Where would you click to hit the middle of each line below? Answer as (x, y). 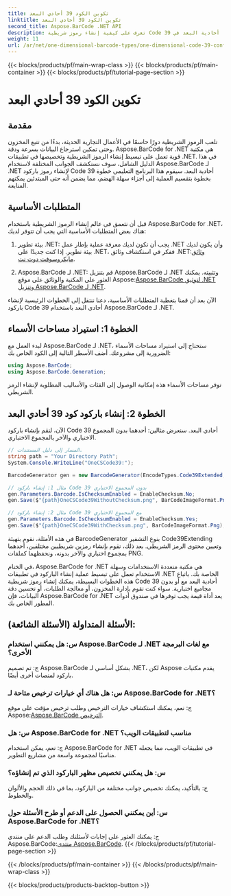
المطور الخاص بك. (31, 603)
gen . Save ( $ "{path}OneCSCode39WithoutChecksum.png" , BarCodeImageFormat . (114, 501)
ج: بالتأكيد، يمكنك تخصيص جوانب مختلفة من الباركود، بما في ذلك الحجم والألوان (108, 788)
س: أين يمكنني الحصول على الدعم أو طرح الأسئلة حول (88, 813)
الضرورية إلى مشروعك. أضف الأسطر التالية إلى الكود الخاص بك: (89, 353)
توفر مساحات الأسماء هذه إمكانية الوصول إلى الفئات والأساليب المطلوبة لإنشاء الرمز (115, 384)
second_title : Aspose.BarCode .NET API (65, 26)
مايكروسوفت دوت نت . (46, 259)
